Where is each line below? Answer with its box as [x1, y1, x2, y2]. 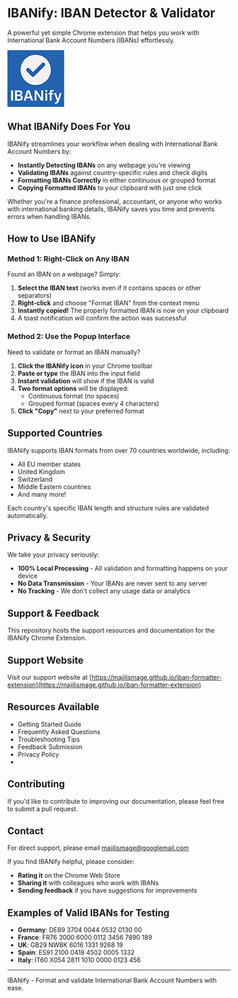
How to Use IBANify [7, 232, 96, 245]
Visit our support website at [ [7, 673, 92, 681]
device [17, 572, 38, 581]
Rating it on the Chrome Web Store [17, 871, 120, 880]
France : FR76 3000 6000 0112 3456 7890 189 [17, 933, 152, 942]
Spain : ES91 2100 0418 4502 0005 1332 [17, 948, 135, 957]
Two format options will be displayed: [17, 384, 129, 393]
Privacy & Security [7, 532, 91, 544]
